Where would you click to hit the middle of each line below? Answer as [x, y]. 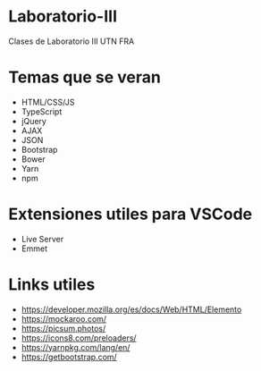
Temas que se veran [85, 77]
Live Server [42, 239]
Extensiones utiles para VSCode [130, 214]
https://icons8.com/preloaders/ [79, 338]
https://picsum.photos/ [63, 328]
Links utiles [52, 284]
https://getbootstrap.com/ [69, 357]
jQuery [34, 121]
